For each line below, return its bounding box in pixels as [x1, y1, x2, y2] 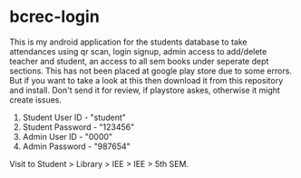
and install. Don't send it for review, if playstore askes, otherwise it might [9, 84, 281, 95]
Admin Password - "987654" [22, 141, 131, 152]
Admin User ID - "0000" [22, 131, 113, 142]
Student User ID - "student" [22, 112, 127, 123]
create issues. [9, 94, 62, 105]
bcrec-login [9, 6, 100, 27]
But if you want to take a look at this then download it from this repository [9, 74, 284, 85]
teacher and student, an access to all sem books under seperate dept [9, 55, 269, 66]
